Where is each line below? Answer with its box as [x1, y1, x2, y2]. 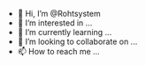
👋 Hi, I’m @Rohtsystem [17, 9, 101, 18]
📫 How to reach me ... [17, 47, 100, 56]
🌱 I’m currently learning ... [17, 27, 112, 37]
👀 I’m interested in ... [17, 18, 93, 28]
